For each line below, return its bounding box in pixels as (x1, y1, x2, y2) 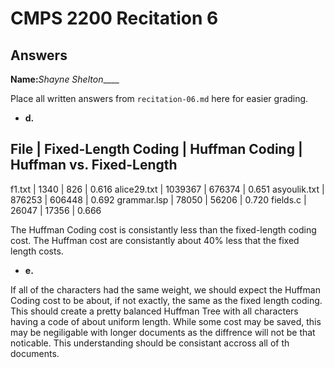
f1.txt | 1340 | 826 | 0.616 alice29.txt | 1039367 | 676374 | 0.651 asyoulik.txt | (10, 183, 325, 195)
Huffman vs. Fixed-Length (10, 157, 178, 174)
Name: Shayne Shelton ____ (10, 73, 120, 85)
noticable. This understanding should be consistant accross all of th (10, 337, 290, 349)
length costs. (10, 245, 64, 257)
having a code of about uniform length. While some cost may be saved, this (10, 315, 322, 327)
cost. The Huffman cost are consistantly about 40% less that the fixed (10, 234, 300, 246)
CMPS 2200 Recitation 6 (10, 7, 219, 30)
